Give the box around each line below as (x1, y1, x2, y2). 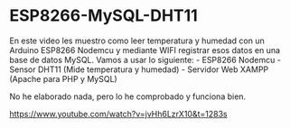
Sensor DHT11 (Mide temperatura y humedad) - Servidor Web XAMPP (9, 64, 269, 75)
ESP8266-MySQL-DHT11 (9, 5, 199, 26)
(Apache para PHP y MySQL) (9, 73, 117, 84)
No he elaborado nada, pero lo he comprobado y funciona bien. (9, 91, 247, 102)
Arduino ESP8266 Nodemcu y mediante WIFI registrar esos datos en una (9, 44, 281, 55)
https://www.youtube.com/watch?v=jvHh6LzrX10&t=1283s (9, 108, 228, 119)
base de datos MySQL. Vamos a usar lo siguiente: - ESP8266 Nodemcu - (9, 54, 282, 65)
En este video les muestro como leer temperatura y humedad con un (9, 35, 265, 46)
